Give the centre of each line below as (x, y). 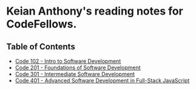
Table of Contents (41, 47)
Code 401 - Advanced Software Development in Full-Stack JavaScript (102, 81)
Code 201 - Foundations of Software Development (78, 67)
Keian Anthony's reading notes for (95, 11)
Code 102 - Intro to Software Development (68, 61)
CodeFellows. (42, 24)
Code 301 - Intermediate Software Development (75, 74)
